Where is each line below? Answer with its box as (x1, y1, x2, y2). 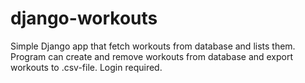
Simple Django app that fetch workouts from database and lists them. (10, 40, 296, 52)
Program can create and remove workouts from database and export (10, 50, 294, 62)
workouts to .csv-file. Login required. (10, 61, 163, 73)
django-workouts (10, 7, 158, 30)
